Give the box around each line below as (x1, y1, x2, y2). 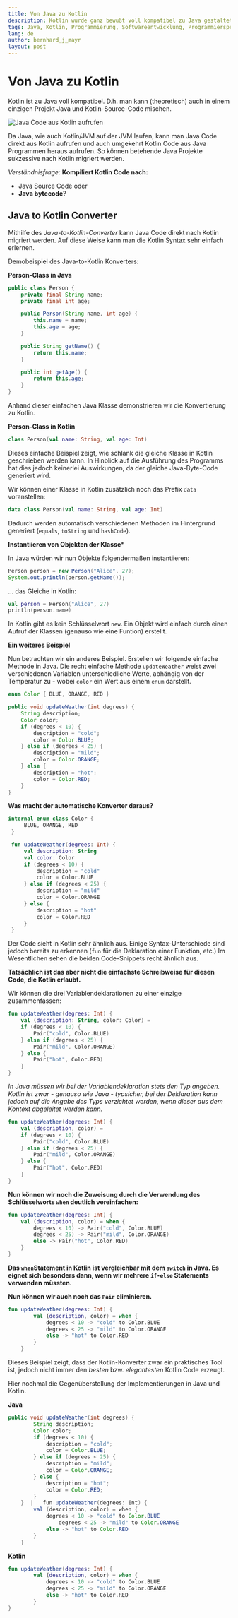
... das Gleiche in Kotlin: (8, 587, 77, 595)
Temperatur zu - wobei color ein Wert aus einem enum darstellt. (8, 677, 191, 686)
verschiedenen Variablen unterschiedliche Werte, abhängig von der (8, 670, 204, 678)
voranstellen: (8, 492, 46, 501)
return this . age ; (33, 375, 84, 382)
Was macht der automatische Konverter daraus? (8, 802, 154, 810)
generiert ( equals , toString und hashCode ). (8, 526, 131, 535)
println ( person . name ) (8, 607, 72, 614)
